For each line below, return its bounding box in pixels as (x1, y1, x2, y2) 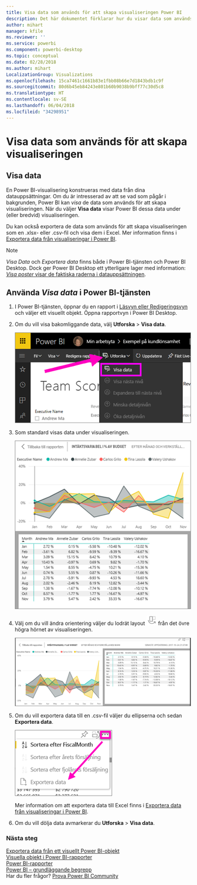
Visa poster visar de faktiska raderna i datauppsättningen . (6, 271, 147, 278)
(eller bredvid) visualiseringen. (6, 211, 80, 218)
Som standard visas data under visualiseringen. (14, 428, 130, 435)
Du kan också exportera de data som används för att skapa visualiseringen (6, 222, 187, 229)
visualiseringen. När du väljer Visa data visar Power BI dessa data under (6, 205, 181, 212)
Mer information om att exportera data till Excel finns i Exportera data (14, 802, 182, 809)
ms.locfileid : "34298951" (6, 109, 69, 115)
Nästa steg (6, 834, 38, 843)
